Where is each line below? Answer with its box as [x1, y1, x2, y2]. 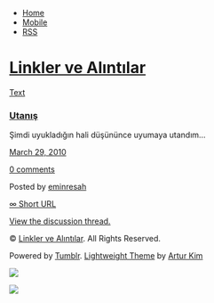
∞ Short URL [9, 199, 57, 209]
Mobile [21, 17, 48, 28]
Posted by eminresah [9, 182, 87, 192]
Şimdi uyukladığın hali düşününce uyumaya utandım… [9, 129, 206, 141]
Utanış [9, 109, 38, 121]
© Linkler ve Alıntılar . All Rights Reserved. [9, 233, 162, 244]
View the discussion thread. [9, 216, 111, 226]
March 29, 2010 [9, 147, 67, 158]
